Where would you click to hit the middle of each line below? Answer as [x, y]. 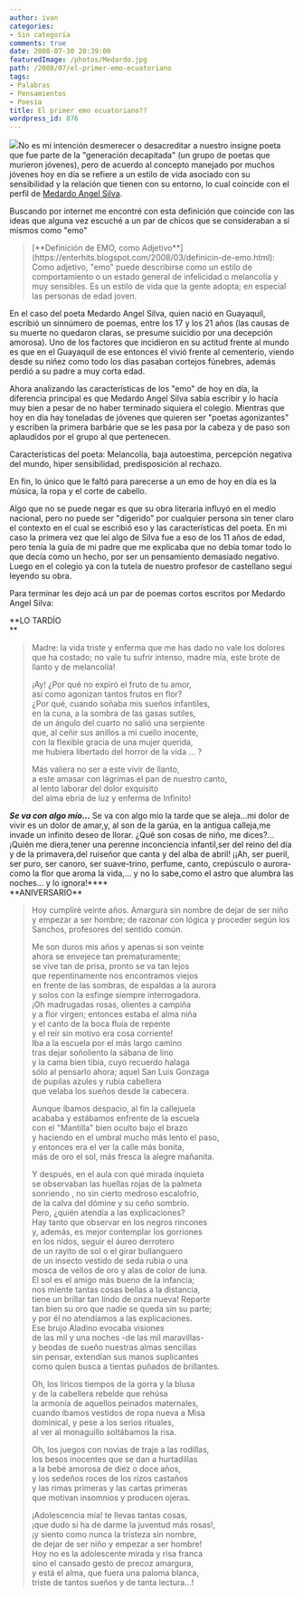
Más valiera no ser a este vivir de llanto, [105, 769]
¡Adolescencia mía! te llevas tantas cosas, [109, 1516]
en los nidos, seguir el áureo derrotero [103, 1241]
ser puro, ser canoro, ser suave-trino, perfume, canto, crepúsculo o [136, 864]
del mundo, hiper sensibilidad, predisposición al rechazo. [116, 464]
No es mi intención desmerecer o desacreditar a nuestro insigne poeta [150, 146]
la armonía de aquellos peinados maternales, [115, 1403]
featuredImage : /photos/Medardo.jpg [78, 60]
